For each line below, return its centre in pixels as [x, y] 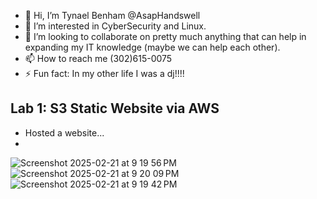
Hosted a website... [64, 132]
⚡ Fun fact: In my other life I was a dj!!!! [104, 73]
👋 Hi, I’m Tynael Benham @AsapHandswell [112, 15]
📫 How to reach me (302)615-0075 [98, 58]
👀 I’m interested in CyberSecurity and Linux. [115, 26]
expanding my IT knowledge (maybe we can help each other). [152, 47]
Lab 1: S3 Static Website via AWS [115, 108]
